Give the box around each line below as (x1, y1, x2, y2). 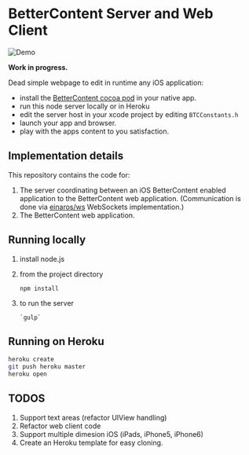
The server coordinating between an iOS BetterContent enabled (19, 185, 226, 195)
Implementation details (8, 149, 124, 163)
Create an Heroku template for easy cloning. (19, 438, 163, 447)
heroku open (8, 370, 47, 378)
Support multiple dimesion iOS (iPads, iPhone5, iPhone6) (19, 429, 204, 438)
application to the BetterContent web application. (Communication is (19, 193, 241, 203)
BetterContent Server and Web (8, 5, 214, 23)
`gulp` (19, 314, 42, 321)
